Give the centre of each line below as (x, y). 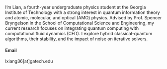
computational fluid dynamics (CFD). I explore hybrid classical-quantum (79, 34)
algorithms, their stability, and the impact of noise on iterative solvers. (77, 39)
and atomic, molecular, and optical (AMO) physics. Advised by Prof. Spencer (83, 18)
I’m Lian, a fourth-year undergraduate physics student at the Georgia (76, 7)
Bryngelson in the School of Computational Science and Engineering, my (80, 23)
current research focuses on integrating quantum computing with (72, 28)
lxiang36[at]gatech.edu (29, 61)
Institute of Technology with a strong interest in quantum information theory (83, 12)
